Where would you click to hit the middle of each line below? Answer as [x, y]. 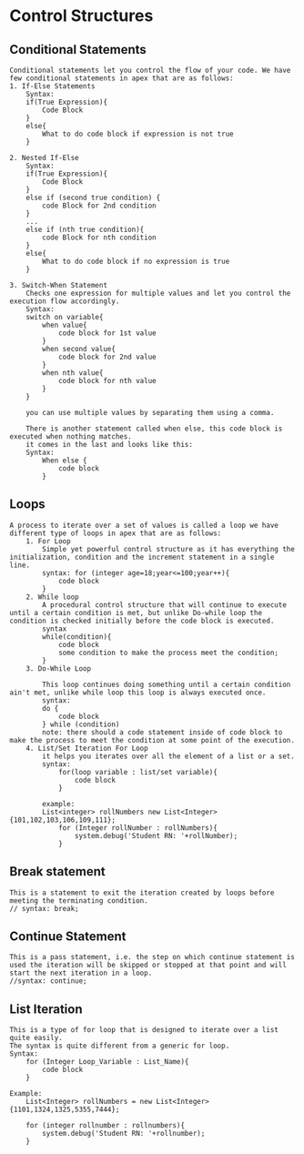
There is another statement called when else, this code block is [154, 429]
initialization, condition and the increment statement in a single [142, 557]
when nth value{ [73, 373]
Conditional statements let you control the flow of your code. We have [150, 70]
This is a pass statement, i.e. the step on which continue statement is [152, 957]
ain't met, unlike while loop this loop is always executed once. [138, 693]
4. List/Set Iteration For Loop [87, 748]
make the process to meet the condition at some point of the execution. [152, 740]
